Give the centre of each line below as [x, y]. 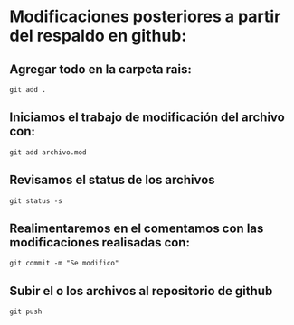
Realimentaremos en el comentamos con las [137, 229]
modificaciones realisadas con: [100, 242]
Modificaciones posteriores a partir [145, 17]
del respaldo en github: [98, 36]
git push [26, 312]
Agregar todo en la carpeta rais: [100, 69]
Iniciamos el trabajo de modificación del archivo [147, 118]
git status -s [36, 200]
